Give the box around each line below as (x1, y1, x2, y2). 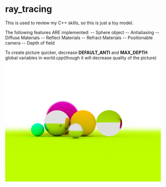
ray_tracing (5, 3, 52, 15)
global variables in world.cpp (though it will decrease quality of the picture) (5, 54, 157, 60)
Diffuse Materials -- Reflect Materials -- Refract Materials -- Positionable (5, 35, 153, 41)
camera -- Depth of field (5, 40, 55, 46)
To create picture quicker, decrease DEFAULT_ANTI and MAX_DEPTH (5, 49, 148, 55)
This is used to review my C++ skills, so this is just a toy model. (5, 20, 134, 26)
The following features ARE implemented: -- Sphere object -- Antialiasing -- (5, 29, 160, 35)
